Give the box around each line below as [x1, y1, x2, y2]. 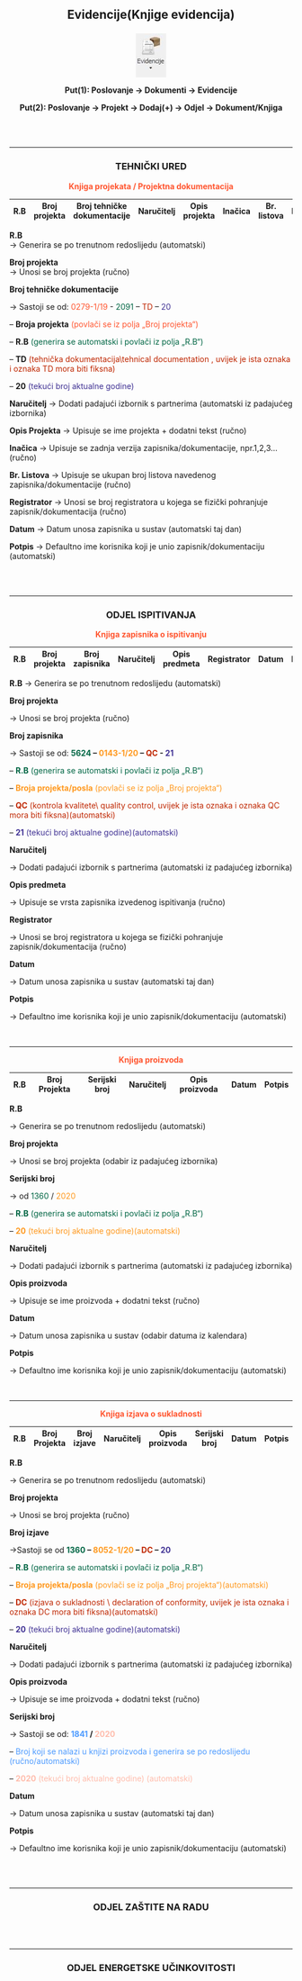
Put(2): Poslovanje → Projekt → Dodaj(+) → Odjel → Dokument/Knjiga [19, 103, 283, 113]
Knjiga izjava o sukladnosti [100, 1408, 202, 1419]
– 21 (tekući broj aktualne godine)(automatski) [9, 827, 179, 837]
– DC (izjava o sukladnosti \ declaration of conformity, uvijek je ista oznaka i [9, 1597, 289, 1607]
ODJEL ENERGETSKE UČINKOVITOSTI [67, 1962, 235, 1975]
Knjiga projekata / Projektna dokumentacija [68, 180, 234, 192]
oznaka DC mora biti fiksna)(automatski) [9, 1606, 159, 1617]
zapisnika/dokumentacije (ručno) [9, 479, 132, 490]
